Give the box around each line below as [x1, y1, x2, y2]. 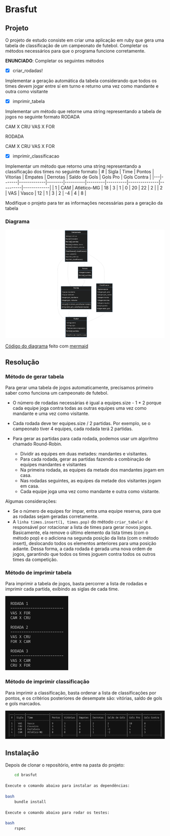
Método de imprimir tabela [5, 569, 72, 576]
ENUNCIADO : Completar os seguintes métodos [5, 58, 104, 64]
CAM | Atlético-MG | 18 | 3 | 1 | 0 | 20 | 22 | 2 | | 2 [60, 185, 163, 191]
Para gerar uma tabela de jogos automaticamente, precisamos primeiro [5, 385, 153, 391]
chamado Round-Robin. [12, 441, 62, 447]
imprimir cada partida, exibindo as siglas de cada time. [5, 586, 119, 592]
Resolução [5, 358, 39, 366]
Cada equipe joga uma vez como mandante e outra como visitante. [20, 488, 160, 495]
